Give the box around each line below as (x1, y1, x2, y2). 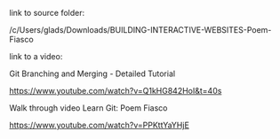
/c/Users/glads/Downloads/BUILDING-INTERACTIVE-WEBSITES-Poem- (9, 25, 272, 35)
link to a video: (9, 51, 63, 61)
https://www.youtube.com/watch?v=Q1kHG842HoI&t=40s (9, 86, 222, 96)
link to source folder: (9, 8, 85, 18)
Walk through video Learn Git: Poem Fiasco (9, 103, 168, 113)
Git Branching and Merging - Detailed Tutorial (9, 68, 176, 79)
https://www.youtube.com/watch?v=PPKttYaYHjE (9, 120, 189, 130)
